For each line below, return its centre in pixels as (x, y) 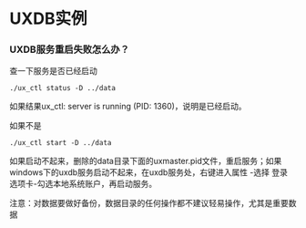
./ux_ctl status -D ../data (63, 88)
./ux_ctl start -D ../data (61, 143)
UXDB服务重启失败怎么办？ (70, 49)
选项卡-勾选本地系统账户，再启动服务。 (83, 184)
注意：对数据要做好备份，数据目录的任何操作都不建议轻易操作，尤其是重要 (149, 203)
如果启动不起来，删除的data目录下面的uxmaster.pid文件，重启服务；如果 (146, 161)
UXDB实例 (48, 19)
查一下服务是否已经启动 (53, 71)
